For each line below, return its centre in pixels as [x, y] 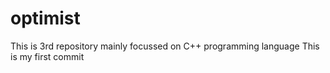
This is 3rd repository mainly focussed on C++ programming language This [165, 46]
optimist [45, 18]
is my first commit [47, 56]
